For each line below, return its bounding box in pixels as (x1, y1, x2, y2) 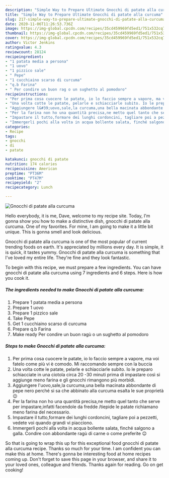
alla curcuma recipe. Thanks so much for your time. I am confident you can (5, 445, 161, 451)
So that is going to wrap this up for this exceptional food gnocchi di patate (5, 440, 158, 446)
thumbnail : (5, 31, 28, 36)
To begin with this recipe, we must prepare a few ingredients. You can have (5, 265, 161, 270)
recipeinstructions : (5, 92, 49, 97)
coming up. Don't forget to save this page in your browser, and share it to (5, 456, 157, 462)
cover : (5, 36, 19, 41)
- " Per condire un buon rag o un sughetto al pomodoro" (5, 87, 127, 92)
